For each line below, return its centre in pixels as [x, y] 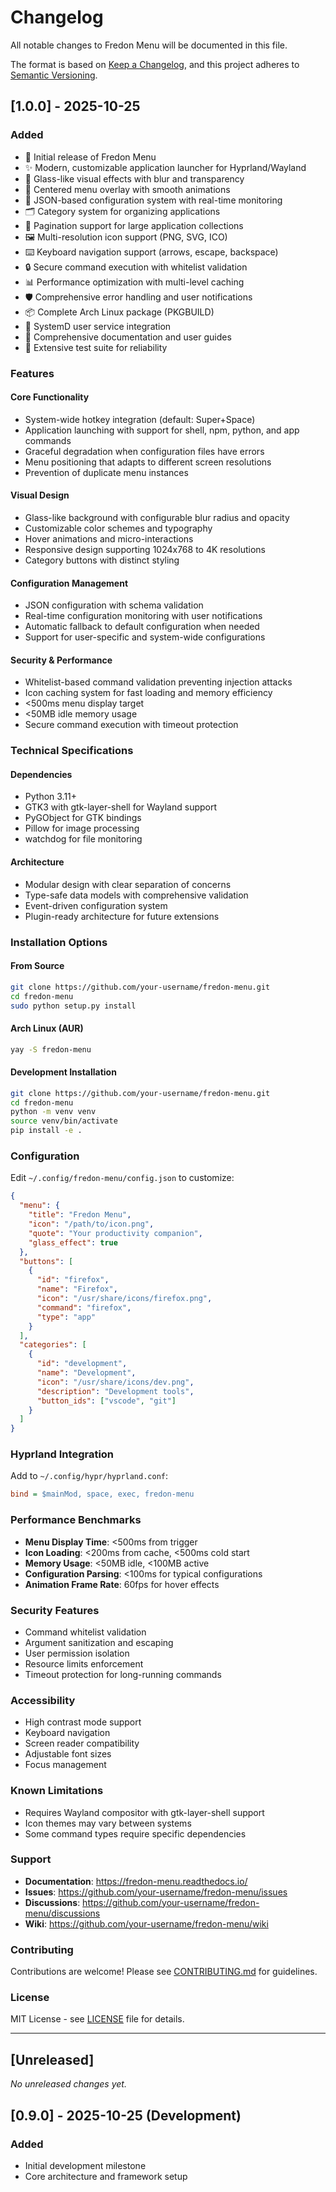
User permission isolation [77, 1653]
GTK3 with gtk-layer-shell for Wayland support [121, 807]
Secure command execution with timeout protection [131, 725]
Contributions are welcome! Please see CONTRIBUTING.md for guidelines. [164, 1972]
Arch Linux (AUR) [47, 1028]
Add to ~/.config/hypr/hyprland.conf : [89, 1476]
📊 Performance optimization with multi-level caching [134, 282]
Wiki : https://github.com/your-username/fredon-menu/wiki [146, 1923]
